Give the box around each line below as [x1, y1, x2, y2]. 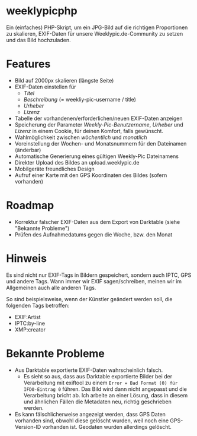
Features [6, 58, 51, 71]
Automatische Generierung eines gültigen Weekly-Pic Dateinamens [14, 153, 179, 160]
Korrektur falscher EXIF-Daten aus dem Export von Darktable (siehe [14, 218, 180, 225]
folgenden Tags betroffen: [6, 302, 70, 309]
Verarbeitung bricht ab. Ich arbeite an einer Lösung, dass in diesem [23, 391, 188, 399]
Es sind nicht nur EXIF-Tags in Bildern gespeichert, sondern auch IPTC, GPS [6, 271, 192, 279]
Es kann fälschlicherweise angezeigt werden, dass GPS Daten [14, 410, 166, 418]
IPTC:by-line [14, 320, 46, 327]
